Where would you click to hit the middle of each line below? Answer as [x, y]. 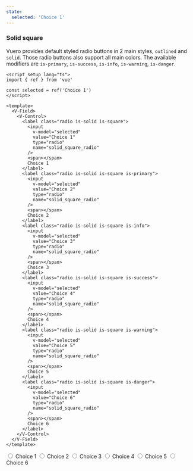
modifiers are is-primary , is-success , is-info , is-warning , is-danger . [91, 64]
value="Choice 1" [54, 137]
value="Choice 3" [54, 241]
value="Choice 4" [54, 293]
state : [14, 12]
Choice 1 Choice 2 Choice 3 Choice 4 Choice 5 [91, 456]
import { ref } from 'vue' [39, 80]
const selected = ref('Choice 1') [49, 90]
